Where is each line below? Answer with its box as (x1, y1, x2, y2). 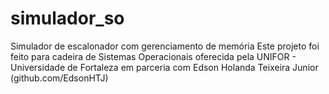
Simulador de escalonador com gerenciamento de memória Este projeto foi (10, 40, 320, 52)
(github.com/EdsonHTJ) (10, 72, 109, 84)
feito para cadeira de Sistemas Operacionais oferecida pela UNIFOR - (10, 50, 297, 62)
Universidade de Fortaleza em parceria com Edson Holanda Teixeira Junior (10, 61, 319, 73)
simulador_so (10, 7, 125, 30)
